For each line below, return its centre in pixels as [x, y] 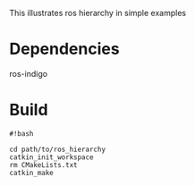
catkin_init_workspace [51, 157]
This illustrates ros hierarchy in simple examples [97, 13]
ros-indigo [28, 73]
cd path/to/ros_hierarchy [57, 149]
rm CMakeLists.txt [43, 165]
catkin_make [31, 173]
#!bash [21, 133]
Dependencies [64, 49]
